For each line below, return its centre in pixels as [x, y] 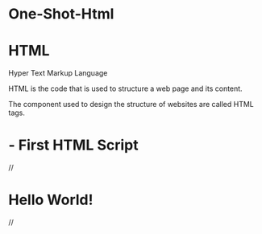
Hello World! [51, 200]
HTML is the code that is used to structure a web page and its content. [126, 88]
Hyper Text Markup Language [58, 73]
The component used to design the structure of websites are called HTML [131, 105]
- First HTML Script [73, 145]
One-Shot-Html [61, 14]
